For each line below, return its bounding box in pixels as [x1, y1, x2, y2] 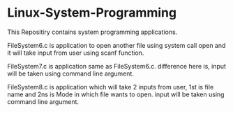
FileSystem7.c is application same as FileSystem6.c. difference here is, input [7, 62, 227, 70]
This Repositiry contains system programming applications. [7, 28, 178, 36]
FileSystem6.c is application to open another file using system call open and [7, 41, 226, 49]
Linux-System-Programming [7, 5, 176, 21]
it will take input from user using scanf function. [7, 49, 144, 57]
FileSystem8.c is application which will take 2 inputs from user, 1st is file [7, 82, 214, 91]
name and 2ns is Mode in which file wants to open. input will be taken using [7, 90, 225, 98]
